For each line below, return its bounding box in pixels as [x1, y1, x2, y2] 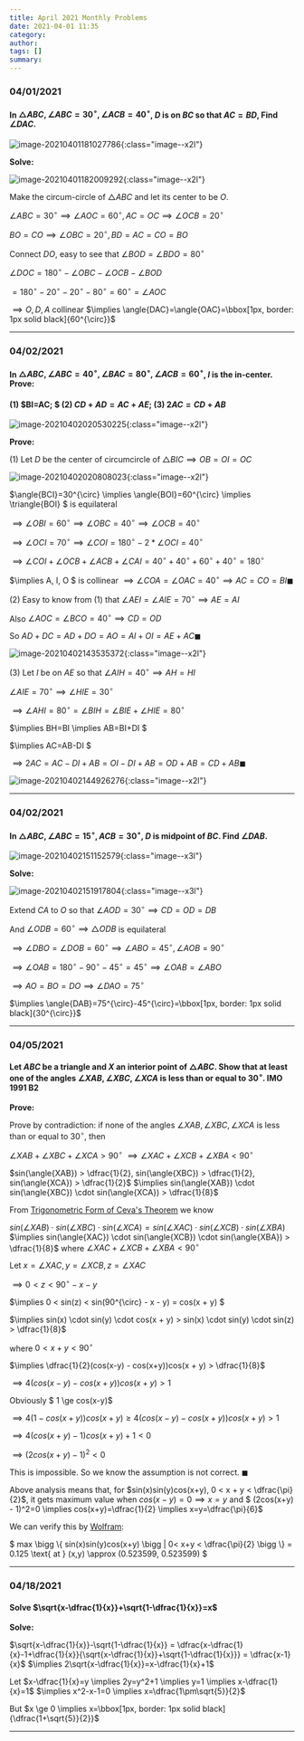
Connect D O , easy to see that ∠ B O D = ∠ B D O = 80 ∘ [9, 247, 205, 259]
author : [9, 38, 39, 48]
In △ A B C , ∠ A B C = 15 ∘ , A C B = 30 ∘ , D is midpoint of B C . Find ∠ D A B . [9, 829, 269, 842]
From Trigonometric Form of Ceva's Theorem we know [9, 1204, 214, 1215]
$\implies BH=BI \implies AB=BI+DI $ [9, 723, 147, 734]
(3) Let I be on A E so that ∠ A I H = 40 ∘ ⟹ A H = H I [9, 666, 196, 679]
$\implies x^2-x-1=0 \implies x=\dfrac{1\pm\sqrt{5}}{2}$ [35, 1686, 246, 1697]
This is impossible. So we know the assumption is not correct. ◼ [9, 1467, 249, 1478]
